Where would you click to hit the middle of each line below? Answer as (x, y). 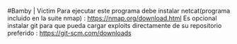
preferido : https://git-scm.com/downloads (70, 33)
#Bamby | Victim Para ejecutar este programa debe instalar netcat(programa (119, 11)
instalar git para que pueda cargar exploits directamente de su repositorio (115, 25)
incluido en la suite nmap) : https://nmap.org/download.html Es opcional (112, 18)
